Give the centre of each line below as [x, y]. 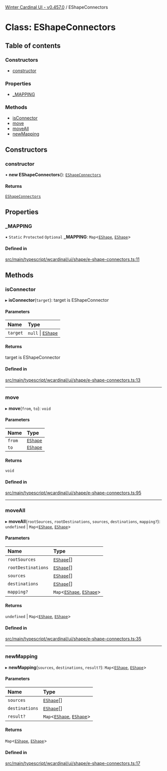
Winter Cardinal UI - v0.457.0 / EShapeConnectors [57, 7]
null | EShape [43, 333]
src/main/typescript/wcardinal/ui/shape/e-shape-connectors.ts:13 [73, 380]
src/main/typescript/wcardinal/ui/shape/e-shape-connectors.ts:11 [73, 259]
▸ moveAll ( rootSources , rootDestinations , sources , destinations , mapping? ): [83, 521]
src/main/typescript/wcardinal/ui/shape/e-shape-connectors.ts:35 [73, 639]
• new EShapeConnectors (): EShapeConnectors [53, 175]
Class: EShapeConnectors [60, 27]
